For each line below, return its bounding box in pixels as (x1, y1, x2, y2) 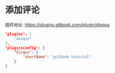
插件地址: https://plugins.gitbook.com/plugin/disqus (5, 22, 110, 28)
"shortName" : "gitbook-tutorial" (23, 55, 91, 60)
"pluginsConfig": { (5, 45, 45, 50)
